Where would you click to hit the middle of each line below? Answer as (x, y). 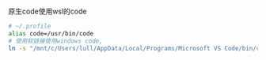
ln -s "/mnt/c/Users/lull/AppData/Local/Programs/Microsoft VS (115, 48)
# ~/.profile (30, 26)
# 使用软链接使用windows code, (55, 41)
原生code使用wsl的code (47, 11)
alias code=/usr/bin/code (51, 34)
